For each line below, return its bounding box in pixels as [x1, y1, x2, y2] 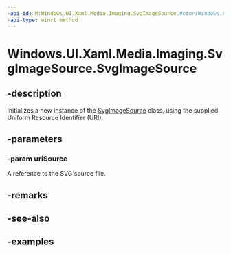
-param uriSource [7, 154, 68, 163]
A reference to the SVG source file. [7, 170, 106, 178]
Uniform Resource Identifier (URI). [7, 113, 104, 122]
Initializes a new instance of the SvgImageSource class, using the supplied [7, 106, 219, 114]
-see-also [7, 212, 50, 224]
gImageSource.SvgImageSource [7, 60, 197, 76]
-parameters [7, 133, 63, 145]
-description [7, 88, 62, 100]
